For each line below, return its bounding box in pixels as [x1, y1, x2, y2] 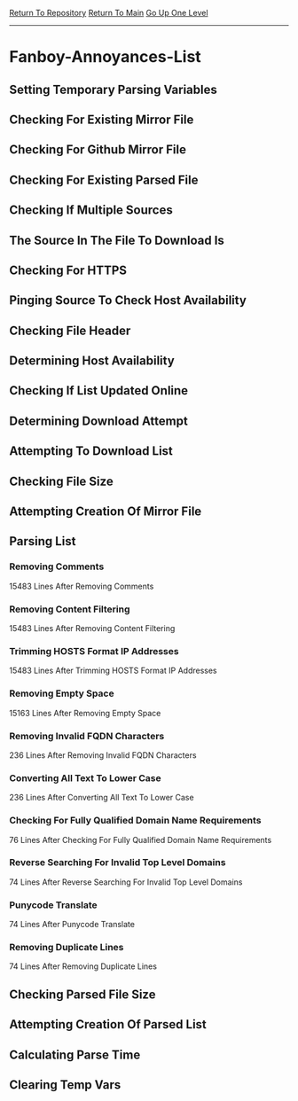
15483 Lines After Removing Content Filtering [9, 623, 176, 634]
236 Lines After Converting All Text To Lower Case [9, 793, 194, 803]
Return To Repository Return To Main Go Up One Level [9, 8, 208, 18]
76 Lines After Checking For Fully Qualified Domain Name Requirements [9, 834, 272, 845]
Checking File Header [9, 323, 131, 338]
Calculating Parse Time [9, 1047, 141, 1062]
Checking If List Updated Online [9, 383, 189, 398]
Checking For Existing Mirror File [9, 112, 194, 127]
